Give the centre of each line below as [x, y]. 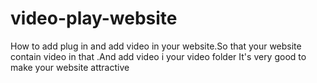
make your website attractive [70, 67]
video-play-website [94, 18]
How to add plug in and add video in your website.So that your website [156, 46]
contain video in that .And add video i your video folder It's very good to [158, 56]
